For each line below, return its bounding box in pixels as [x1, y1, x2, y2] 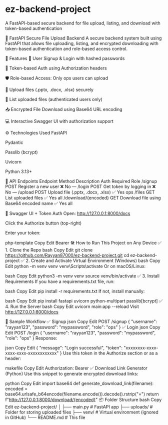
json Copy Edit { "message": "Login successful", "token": [5, 344, 123, 350]
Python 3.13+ [5, 168, 32, 174]
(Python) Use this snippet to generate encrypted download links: [5, 370, 138, 376]
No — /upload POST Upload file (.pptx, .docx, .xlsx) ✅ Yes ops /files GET [5, 189, 155, 195]
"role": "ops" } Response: [5, 335, 57, 341]
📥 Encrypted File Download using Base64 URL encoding [5, 106, 122, 112]
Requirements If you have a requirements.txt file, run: [5, 278, 115, 284]
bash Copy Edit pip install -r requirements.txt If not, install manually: [5, 288, 145, 294]
